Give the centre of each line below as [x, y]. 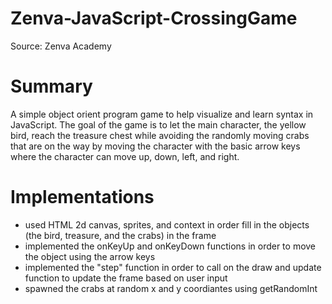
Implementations [82, 197]
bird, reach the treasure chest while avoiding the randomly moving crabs [160, 135]
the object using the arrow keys [90, 256]
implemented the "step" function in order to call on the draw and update [173, 267]
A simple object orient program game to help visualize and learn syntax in [162, 114]
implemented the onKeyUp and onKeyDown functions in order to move [170, 246]
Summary [51, 86]
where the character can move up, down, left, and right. [125, 156]
